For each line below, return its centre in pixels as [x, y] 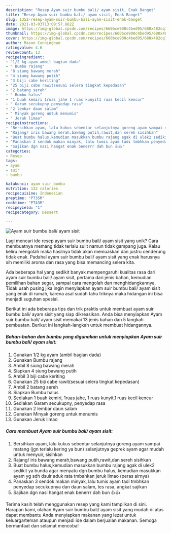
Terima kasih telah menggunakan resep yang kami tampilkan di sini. [76, 504]
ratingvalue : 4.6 [24, 48]
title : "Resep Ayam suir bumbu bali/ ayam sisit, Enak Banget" [74, 15]
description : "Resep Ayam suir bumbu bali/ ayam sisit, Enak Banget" [81, 10]
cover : [13, 39]
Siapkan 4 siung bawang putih [45, 371]
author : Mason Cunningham [33, 43]
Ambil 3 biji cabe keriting [39, 376]
